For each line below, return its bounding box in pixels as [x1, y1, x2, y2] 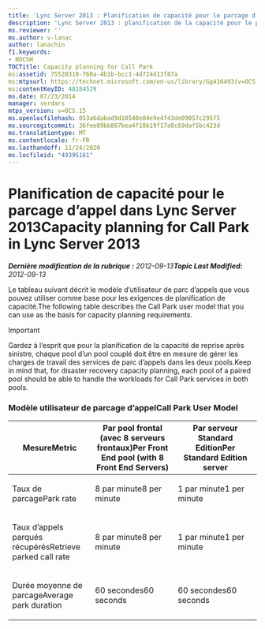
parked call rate [12, 552, 70, 563]
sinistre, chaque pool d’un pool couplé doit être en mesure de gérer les [8, 349, 239, 359]
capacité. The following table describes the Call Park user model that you [8, 301, 244, 312]
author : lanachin [8, 41, 65, 49]
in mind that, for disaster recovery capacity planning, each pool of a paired [8, 366, 251, 376]
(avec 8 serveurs [99, 432, 166, 444]
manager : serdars [8, 99, 65, 107]
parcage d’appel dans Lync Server [8, 202, 237, 219]
